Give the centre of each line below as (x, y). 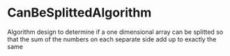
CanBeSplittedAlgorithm (79, 13)
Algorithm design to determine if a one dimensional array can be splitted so (115, 32)
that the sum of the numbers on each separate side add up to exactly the (112, 39)
